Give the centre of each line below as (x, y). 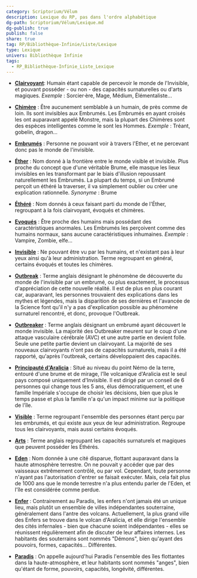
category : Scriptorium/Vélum (42, 12)
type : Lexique (24, 50)
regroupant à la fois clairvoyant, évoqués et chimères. (80, 211)
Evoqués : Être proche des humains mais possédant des (83, 222)
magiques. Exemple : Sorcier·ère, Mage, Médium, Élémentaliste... (93, 96)
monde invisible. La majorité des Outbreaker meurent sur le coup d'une (101, 331)
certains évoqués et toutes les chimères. (64, 265)
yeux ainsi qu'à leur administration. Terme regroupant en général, (94, 258)
